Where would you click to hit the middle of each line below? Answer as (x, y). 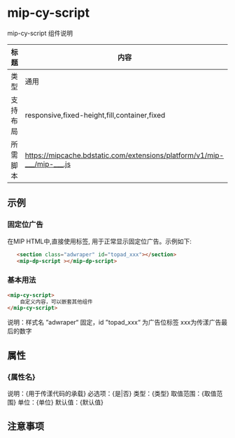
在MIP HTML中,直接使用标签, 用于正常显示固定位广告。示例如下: (100, 241)
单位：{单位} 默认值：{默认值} (60, 402)
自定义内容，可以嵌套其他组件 (56, 302)
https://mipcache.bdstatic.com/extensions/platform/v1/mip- (124, 155)
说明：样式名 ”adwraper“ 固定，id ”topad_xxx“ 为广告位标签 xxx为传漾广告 (114, 323)
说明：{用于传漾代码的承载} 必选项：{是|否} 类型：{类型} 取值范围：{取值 (112, 393)
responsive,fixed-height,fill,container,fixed (95, 115)
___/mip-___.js (48, 164)
